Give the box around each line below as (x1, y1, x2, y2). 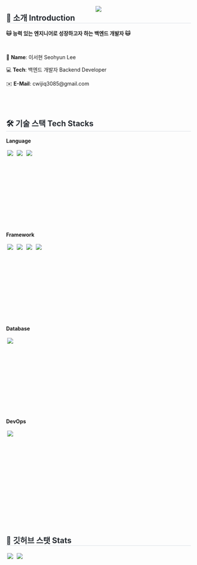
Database (6, 325, 30, 332)
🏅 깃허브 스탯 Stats (6, 535, 72, 545)
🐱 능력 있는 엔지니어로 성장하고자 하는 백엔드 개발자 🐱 (6, 30, 131, 37)
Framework (6, 231, 35, 238)
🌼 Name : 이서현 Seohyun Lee (6, 54, 76, 61)
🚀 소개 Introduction (6, 13, 75, 23)
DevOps (6, 418, 26, 425)
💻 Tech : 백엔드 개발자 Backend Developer (6, 66, 107, 73)
